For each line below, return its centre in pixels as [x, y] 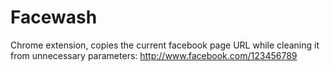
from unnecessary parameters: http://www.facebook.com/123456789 [154, 55]
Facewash [54, 17]
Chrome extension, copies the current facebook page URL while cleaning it [165, 45]
